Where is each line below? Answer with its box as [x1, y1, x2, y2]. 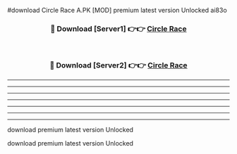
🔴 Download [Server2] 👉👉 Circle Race [49, 60, 188, 70]
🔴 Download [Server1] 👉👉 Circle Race [50, 24, 187, 34]
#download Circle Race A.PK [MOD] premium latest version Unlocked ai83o [7, 6, 227, 14]
